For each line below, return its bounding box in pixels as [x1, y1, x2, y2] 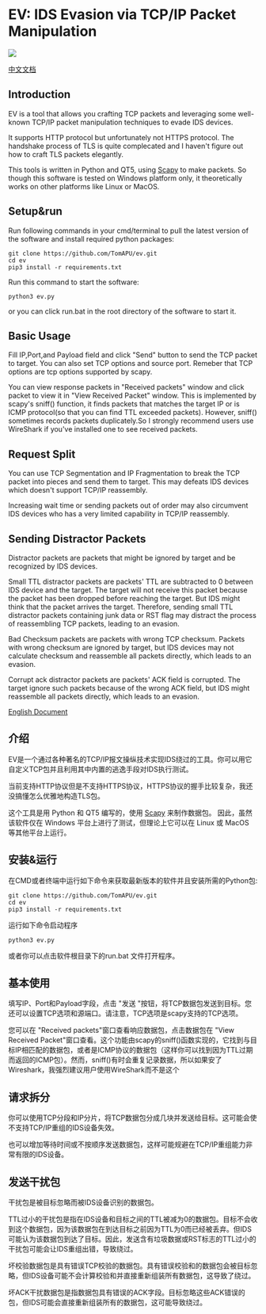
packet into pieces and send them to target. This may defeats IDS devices [8, 477, 249, 486]
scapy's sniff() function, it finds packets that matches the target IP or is [8, 399, 240, 409]
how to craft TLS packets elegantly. [8, 149, 124, 159]
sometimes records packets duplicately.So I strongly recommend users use [8, 416, 254, 425]
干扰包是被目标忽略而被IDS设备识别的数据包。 [8, 1198, 158, 1207]
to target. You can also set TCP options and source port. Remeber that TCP [8, 359, 253, 368]
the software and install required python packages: [8, 234, 174, 243]
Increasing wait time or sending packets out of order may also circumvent [8, 501, 249, 510]
